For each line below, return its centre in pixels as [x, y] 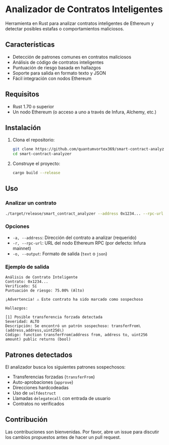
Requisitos [22, 94]
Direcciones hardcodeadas [41, 387]
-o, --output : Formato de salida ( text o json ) [60, 254]
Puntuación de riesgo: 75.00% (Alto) [45, 291]
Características [30, 45]
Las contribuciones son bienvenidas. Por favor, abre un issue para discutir [82, 432]
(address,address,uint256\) [35, 331]
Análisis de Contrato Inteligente [42, 277]
